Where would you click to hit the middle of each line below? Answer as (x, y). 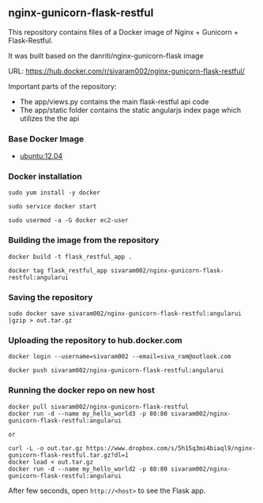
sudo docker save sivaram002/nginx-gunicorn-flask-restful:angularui (125, 313)
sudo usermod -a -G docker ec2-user (68, 220)
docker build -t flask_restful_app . (70, 257)
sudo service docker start (53, 207)
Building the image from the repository (84, 240)
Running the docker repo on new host (82, 390)
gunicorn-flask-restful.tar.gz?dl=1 (68, 455)
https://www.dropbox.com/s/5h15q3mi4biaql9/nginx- (171, 448)
